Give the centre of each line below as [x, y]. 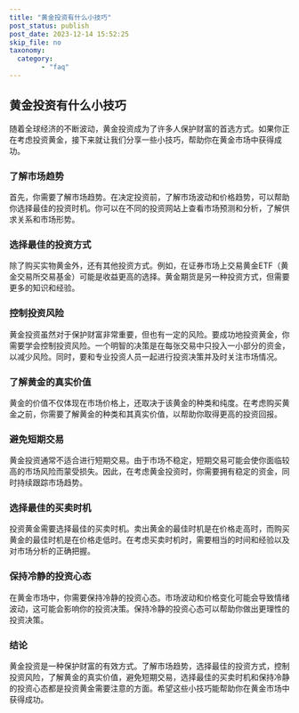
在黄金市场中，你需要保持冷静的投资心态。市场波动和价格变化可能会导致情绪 [149, 597]
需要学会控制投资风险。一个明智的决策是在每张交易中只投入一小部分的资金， [149, 345]
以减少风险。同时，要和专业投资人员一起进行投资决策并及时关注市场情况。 [145, 356]
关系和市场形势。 [48, 219]
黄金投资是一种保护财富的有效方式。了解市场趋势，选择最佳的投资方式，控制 [149, 666]
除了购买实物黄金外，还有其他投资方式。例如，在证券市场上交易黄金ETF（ [145, 266]
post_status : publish [49, 26]
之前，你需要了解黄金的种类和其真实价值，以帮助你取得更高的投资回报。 [149, 414]
